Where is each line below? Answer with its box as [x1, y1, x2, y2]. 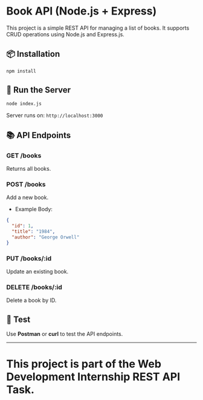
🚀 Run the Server [6, 85, 71, 95]
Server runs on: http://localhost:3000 [6, 112, 103, 119]
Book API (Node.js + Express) [6, 4, 157, 18]
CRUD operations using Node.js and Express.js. [6, 30, 125, 38]
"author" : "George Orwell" [11, 234, 80, 240]
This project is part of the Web [6, 357, 162, 371]
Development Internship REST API [6, 370, 181, 384]
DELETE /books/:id [6, 283, 62, 291]
